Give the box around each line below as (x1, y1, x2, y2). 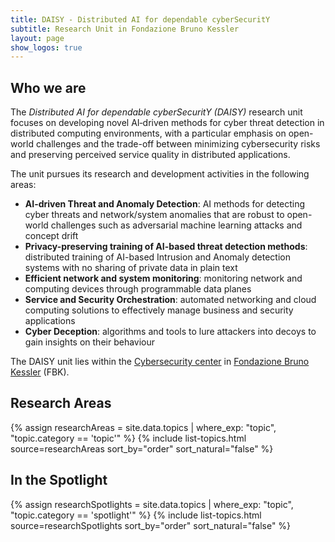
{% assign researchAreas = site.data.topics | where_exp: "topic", (10, 421, 277, 433)
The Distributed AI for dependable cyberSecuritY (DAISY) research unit (10, 106, 303, 118)
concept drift (24, 230, 79, 242)
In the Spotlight (10, 472, 108, 489)
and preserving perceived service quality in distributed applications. (10, 149, 291, 161)
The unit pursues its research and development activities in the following (10, 168, 310, 180)
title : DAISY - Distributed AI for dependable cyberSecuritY (10, 14, 271, 25)
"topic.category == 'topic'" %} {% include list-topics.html (10, 432, 247, 444)
